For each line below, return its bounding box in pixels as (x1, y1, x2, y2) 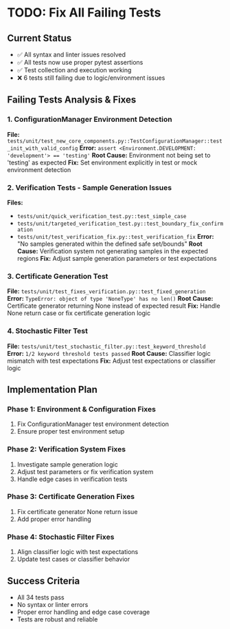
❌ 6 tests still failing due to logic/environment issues (16, 74, 165, 82)
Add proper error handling (16, 515, 91, 523)
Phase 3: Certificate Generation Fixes (7, 492, 135, 502)
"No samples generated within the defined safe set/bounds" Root (16, 239, 203, 248)
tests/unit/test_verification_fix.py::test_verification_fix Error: (16, 232, 214, 240)
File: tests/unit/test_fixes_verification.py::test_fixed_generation (7, 287, 206, 295)
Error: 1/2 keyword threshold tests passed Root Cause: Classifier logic (7, 349, 211, 357)
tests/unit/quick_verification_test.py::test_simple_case (16, 213, 187, 220)
